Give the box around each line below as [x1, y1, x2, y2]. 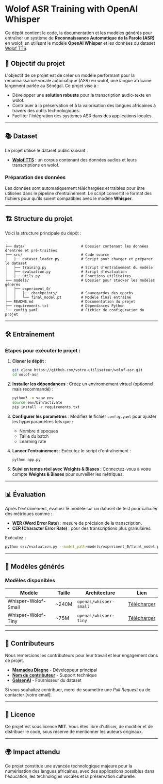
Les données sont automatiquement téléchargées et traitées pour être [5, 185, 145, 191]
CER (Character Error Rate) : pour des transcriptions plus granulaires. [12, 525, 152, 531]
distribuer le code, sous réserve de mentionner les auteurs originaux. [5, 729, 143, 734]
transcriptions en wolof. [12, 162, 60, 168]
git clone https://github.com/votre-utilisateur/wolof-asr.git [12, 368, 143, 373]
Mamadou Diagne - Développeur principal [12, 667, 97, 673]
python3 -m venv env [12, 395, 54, 401]
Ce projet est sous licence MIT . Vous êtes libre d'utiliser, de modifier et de [5, 723, 153, 729]
